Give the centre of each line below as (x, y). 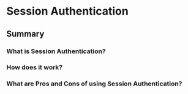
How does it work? (35, 67)
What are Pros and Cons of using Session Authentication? (94, 84)
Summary (25, 34)
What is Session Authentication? (56, 51)
